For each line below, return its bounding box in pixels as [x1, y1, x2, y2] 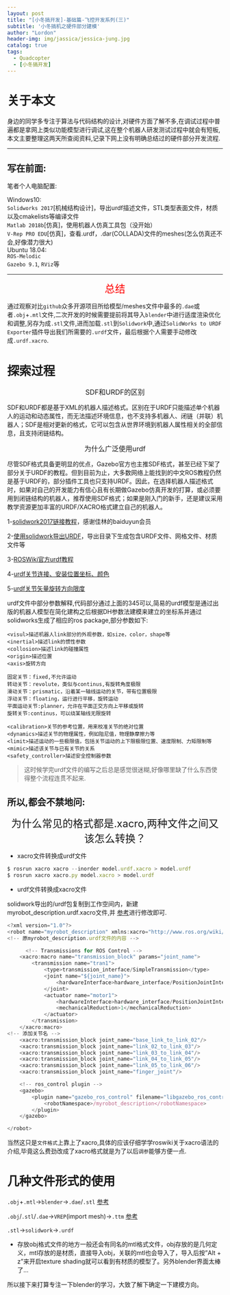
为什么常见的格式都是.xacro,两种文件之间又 [11, 817, 219, 831]
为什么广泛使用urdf [84, 444, 146, 454]
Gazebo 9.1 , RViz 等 [7, 260, 60, 268]
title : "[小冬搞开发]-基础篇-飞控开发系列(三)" [7, 16, 130, 23]
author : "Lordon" [7, 29, 57, 36]
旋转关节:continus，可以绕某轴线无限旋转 [7, 710, 112, 718]
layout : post [7, 10, 44, 17]
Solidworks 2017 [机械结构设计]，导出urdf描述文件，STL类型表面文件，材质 [7, 204, 218, 212]
